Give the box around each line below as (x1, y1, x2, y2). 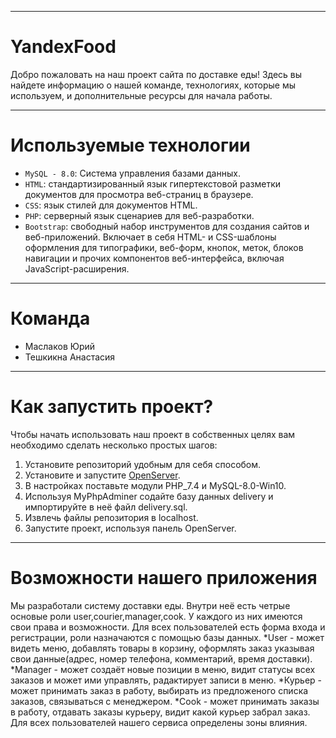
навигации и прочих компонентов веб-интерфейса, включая (24, 252, 285, 264)
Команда (10, 307, 91, 330)
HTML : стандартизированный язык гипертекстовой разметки (24, 177, 282, 190)
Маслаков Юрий (24, 340, 96, 352)
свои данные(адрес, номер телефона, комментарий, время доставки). (10, 652, 313, 665)
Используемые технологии (10, 134, 251, 157)
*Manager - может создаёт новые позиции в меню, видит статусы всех (10, 663, 316, 675)
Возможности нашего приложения (10, 566, 318, 589)
